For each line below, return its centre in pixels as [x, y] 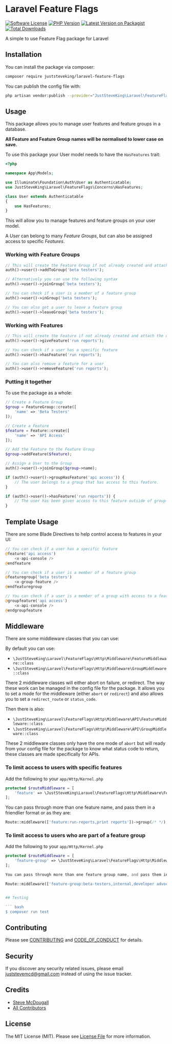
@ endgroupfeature [24, 610]
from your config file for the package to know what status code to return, [82, 749]
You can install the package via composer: [50, 67]
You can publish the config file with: [43, 86]
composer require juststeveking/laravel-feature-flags [65, 76]
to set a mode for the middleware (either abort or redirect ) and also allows [84, 694]
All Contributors [29, 1008]
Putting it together [29, 382]
